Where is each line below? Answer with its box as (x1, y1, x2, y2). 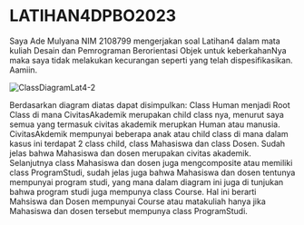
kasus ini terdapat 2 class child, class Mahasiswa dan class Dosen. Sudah (9, 138, 286, 149)
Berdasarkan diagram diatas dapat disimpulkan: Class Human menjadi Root (9, 99, 290, 110)
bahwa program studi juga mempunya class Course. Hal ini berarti (9, 186, 257, 197)
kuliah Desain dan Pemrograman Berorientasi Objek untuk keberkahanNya (9, 44, 288, 55)
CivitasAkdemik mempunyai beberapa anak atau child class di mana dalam (9, 128, 289, 139)
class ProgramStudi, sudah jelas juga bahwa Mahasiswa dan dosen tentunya (9, 167, 296, 178)
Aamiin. (9, 64, 38, 75)
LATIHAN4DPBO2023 (9, 5, 177, 26)
